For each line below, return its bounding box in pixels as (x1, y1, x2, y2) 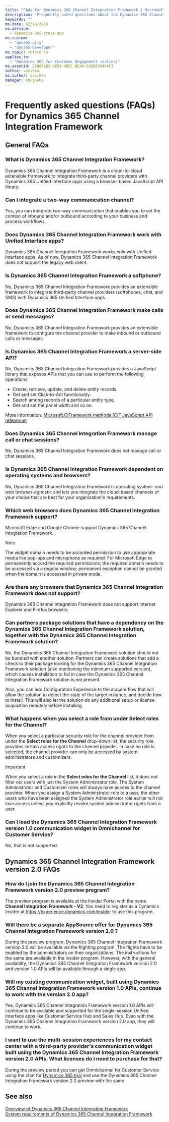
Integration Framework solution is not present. (5, 677, 101, 683)
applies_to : (5, 54, 30, 60)
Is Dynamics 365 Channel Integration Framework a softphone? (5, 272, 161, 279)
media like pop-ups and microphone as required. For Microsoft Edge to (5, 555, 152, 560)
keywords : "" (5, 17, 33, 22)
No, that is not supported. (5, 843, 58, 849)
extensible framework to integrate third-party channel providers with (5, 173, 147, 179)
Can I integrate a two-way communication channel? (5, 196, 134, 203)
